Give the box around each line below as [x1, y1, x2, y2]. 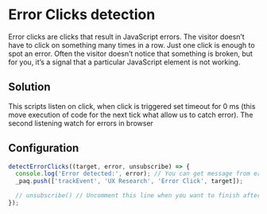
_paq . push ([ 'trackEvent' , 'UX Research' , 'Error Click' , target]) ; [15, 177, 244, 185]
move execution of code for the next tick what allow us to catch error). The [8, 110, 253, 119]
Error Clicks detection [8, 6, 156, 24]
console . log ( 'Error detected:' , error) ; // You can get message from [15, 169, 250, 178]
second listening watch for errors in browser [8, 118, 153, 128]
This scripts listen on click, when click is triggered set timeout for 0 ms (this [8, 101, 256, 111]
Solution [8, 80, 51, 94]
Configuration [8, 142, 79, 155]
